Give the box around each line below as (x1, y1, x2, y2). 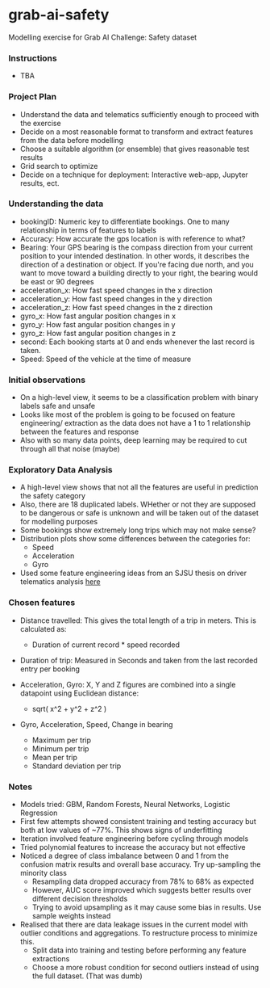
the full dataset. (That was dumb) (31, 971, 143, 981)
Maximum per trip (31, 735, 91, 745)
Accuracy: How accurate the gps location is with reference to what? (19, 233, 246, 243)
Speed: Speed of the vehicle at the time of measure (19, 354, 192, 364)
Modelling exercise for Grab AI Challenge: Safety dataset (8, 32, 197, 42)
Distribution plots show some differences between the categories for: (19, 534, 251, 544)
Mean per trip (31, 752, 78, 762)
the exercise (19, 118, 62, 128)
